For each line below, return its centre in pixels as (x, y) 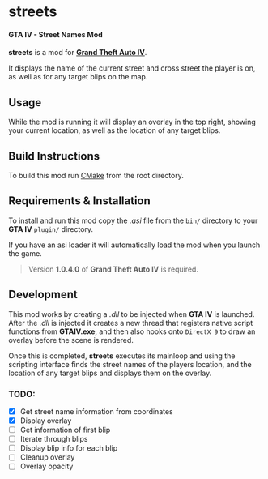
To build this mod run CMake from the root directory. (96, 176)
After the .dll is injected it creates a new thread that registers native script (131, 323)
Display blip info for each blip (69, 448)
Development (43, 295)
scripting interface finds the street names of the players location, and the (130, 364)
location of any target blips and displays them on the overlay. (110, 373)
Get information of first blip (65, 430)
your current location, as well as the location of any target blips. (115, 130)
